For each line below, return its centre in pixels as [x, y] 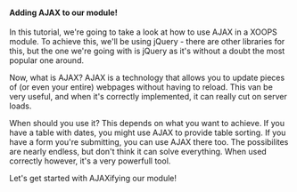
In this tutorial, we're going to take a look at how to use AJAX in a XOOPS [144, 32]
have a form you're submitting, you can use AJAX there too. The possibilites [149, 142]
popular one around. [47, 60]
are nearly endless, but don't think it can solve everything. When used [138, 152]
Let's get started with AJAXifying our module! [93, 179]
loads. [21, 106]
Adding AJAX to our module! [63, 12]
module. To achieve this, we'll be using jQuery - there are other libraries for [147, 42]
